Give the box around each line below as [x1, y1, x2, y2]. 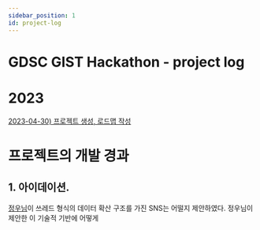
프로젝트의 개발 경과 [8, 147, 130, 164]
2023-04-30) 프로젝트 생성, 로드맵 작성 [8, 116, 132, 126]
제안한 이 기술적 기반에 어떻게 [8, 213, 99, 222]
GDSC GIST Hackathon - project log [8, 53, 245, 71]
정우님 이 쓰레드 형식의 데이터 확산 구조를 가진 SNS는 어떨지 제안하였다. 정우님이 [8, 203, 254, 213]
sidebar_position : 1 [8, 11, 76, 20]
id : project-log [8, 19, 61, 27]
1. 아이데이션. [8, 181, 70, 194]
